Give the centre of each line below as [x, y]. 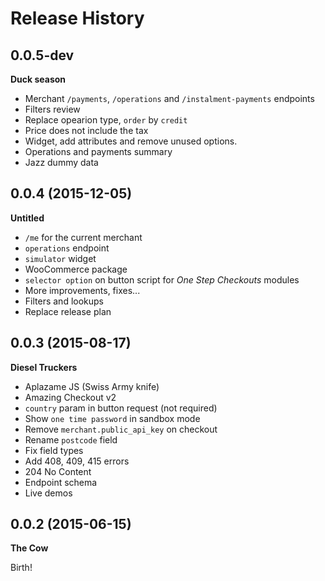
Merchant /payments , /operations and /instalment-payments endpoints [169, 98]
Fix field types [54, 450]
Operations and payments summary [98, 151]
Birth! [21, 568]
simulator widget [60, 258]
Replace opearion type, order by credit [106, 120]
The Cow [29, 548]
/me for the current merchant [83, 237]
